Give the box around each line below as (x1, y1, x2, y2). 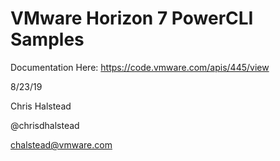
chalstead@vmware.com (10, 138, 113, 151)
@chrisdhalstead (10, 119, 80, 131)
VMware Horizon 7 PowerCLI (10, 7, 254, 30)
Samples (10, 28, 85, 51)
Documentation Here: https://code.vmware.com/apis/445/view (10, 61, 270, 73)
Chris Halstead (10, 100, 72, 112)
